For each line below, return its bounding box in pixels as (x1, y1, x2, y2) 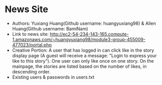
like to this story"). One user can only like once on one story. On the (12, 58, 154, 64)
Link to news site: (12, 31, 49, 37)
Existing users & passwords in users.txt (12, 74, 94, 80)
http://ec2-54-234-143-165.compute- (50, 31, 129, 37)
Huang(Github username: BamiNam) (12, 25, 88, 31)
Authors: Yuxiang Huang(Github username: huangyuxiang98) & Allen (12, 20, 156, 26)
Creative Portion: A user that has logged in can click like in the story (12, 47, 154, 53)
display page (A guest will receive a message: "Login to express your (12, 52, 157, 59)
